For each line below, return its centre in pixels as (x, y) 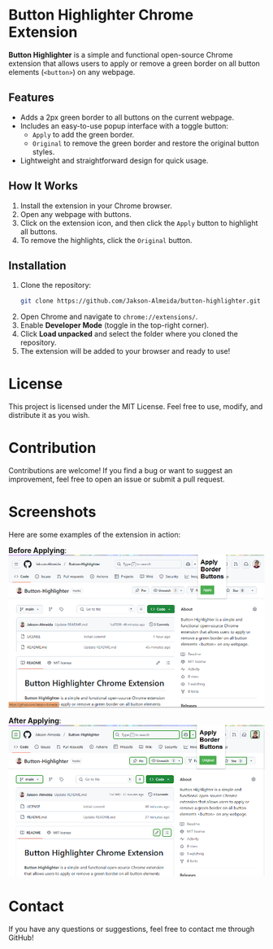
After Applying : (35, 720)
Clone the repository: (56, 285)
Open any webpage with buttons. (76, 214)
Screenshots (52, 512)
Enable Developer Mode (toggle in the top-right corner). (115, 325)
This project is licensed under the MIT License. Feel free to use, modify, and (136, 407)
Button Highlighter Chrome (101, 15)
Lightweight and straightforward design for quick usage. (114, 160)
